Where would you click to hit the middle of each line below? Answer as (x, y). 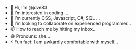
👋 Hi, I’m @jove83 (29, 8)
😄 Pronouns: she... (30, 36)
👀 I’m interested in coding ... (39, 13)
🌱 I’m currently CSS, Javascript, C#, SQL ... (55, 18)
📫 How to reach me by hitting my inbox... (53, 29)
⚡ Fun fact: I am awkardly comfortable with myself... (64, 42)
